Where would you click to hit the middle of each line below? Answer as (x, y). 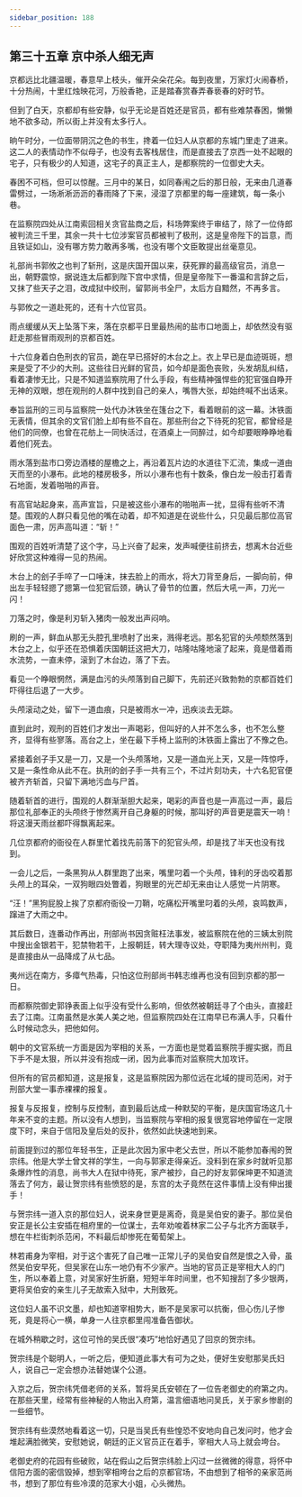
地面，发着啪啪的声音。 (60, 485)
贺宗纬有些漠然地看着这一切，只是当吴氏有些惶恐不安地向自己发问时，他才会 (151, 1430)
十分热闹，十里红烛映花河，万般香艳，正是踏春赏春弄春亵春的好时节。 (139, 91)
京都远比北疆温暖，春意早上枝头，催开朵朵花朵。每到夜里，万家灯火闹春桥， (151, 80)
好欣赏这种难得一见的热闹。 (61, 557)
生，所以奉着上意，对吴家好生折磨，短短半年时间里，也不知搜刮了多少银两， (151, 1278)
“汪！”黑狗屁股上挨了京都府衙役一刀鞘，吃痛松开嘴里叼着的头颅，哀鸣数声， (151, 903)
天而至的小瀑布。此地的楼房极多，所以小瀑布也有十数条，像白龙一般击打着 (147, 474)
